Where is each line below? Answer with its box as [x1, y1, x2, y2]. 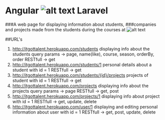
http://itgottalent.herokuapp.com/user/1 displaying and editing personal [12, 104, 158, 110]
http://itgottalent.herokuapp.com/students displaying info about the [12, 46, 150, 52]
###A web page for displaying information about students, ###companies [5, 21, 157, 27]
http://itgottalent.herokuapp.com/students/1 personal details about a [12, 61, 152, 67]
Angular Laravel [5, 5, 108, 16]
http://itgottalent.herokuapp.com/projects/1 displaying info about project [12, 93, 160, 99]
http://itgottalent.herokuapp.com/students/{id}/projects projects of [12, 72, 149, 78]
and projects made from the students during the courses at [5, 26, 126, 32]
